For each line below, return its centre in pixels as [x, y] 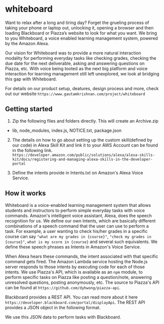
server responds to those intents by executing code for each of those [75, 267]
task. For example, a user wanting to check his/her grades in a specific [76, 231]
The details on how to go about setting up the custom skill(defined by [82, 140]
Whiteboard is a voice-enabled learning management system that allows [78, 205]
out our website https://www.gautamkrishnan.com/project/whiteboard [75, 94]
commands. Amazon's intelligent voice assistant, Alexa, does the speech [79, 215]
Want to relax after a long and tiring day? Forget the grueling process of [77, 23]
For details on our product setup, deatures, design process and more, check [82, 88]
